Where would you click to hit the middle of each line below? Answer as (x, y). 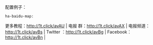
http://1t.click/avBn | (25, 37)
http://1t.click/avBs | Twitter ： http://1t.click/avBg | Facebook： (68, 32)
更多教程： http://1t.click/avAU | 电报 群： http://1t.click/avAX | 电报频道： (77, 26)
